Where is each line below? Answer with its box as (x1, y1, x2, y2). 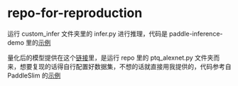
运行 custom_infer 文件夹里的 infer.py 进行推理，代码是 (7, 29, 168, 38)
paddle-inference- (169, 29, 223, 38)
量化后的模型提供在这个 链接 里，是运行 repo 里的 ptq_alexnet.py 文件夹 (7, 53, 214, 62)
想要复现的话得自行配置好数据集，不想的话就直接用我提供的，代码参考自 (19, 62, 232, 70)
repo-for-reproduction (7, 5, 143, 21)
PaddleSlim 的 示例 (7, 71, 61, 80)
